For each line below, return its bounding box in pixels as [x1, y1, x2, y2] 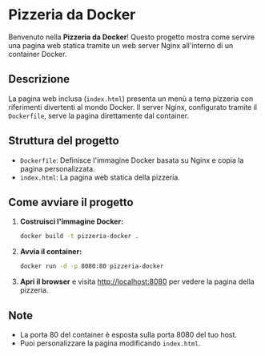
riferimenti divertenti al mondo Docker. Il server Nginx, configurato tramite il [8, 102, 258, 111]
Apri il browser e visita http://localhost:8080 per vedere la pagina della [19, 277, 255, 286]
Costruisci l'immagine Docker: [19, 216, 124, 226]
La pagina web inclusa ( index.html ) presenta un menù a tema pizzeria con [8, 94, 254, 103]
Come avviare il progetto [8, 195, 134, 209]
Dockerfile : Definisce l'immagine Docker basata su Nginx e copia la [19, 155, 244, 165]
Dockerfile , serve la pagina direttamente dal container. [8, 111, 190, 120]
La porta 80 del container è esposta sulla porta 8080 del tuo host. [19, 330, 238, 339]
